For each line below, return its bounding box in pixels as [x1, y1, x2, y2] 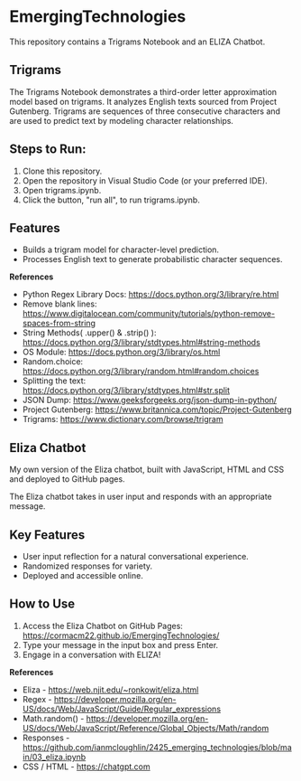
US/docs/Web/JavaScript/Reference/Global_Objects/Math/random [22, 722, 269, 733]
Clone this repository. [22, 165, 103, 176]
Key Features [9, 527, 86, 542]
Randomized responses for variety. [22, 560, 153, 571]
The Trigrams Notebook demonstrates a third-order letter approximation [9, 86, 278, 97]
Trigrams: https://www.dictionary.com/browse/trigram [22, 414, 223, 425]
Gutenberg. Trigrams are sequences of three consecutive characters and [9, 106, 281, 117]
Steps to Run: [9, 142, 87, 157]
